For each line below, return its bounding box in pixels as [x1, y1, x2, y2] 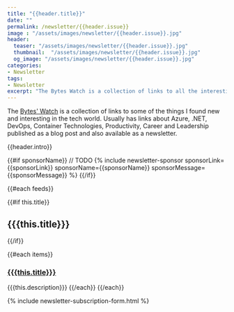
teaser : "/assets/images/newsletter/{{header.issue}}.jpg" [13, 42, 189, 49]
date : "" [7, 17, 33, 24]
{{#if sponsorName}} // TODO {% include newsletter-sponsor [7, 156, 184, 164]
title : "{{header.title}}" [7, 10, 86, 17]
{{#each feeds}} [7, 185, 54, 193]
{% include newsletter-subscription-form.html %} [7, 297, 150, 305]
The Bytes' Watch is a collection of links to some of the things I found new [7, 107, 220, 116]
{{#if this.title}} [7, 198, 50, 206]
